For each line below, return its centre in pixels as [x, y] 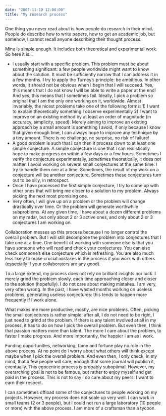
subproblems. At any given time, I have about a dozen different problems [86, 211]
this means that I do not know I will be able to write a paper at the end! [84, 90]
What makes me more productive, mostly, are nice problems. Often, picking [82, 310]
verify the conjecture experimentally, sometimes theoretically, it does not [87, 159]
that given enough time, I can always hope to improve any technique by [85, 132]
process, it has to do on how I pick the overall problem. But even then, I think [83, 325]
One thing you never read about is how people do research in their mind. [79, 28]
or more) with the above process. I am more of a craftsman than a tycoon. [81, 408]
